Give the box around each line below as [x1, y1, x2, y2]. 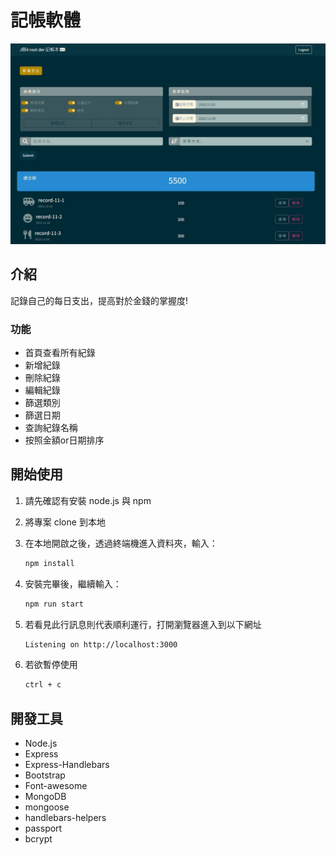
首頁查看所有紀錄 [24, 346, 96, 358]
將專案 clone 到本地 [24, 516, 106, 528]
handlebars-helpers [24, 812, 107, 824]
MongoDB [24, 791, 67, 803]
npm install [24, 558, 75, 568]
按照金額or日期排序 [24, 434, 105, 446]
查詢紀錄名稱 [24, 421, 78, 433]
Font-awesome [24, 780, 88, 792]
